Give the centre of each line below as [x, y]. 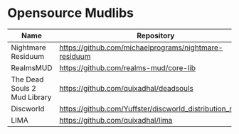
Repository [155, 35]
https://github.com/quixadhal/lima [116, 120]
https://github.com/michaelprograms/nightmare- [141, 48]
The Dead [27, 79]
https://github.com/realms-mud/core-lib [127, 67]
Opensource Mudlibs [70, 13]
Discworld [28, 108]
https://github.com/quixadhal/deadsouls [126, 88]
